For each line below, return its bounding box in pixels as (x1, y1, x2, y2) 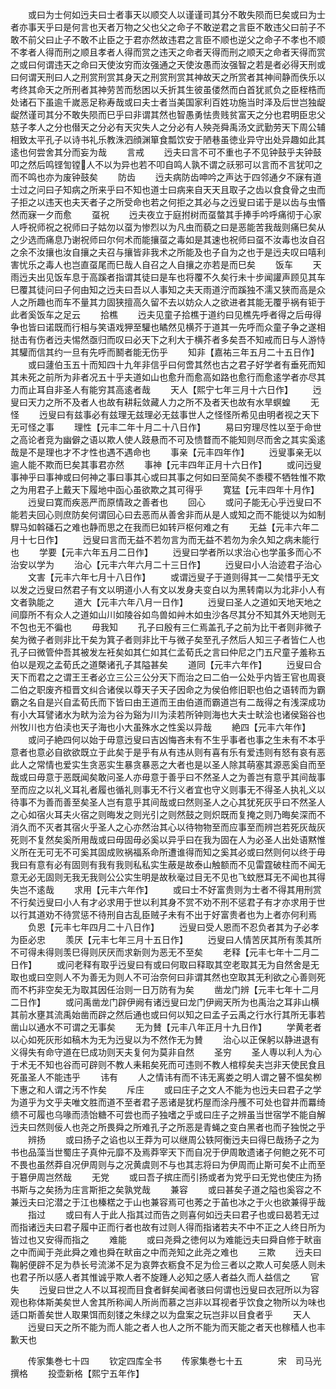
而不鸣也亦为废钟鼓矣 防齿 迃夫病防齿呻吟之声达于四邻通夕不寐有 (10, 171, 313, 183)
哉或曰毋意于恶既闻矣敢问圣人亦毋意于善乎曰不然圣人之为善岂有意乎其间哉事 (10, 771, 326, 783)
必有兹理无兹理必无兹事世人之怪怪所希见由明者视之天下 (91, 409, 320, 420)
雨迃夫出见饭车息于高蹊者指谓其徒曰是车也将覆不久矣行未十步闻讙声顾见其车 (10, 271, 326, 283)
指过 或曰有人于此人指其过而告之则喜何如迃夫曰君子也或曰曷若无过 (27, 1209, 320, 1220)
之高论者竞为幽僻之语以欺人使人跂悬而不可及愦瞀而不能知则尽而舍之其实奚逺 (10, 434, 326, 445)
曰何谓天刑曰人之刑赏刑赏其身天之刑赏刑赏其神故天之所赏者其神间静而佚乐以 (10, 71, 326, 83)
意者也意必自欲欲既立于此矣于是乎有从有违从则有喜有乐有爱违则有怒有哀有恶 (10, 746, 326, 758)
